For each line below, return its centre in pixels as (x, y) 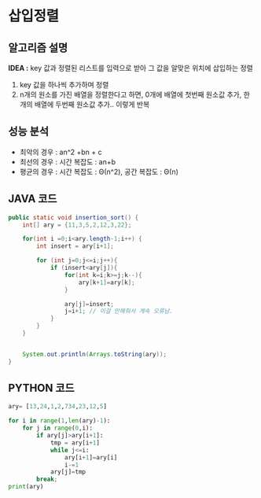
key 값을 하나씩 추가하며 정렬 (64, 85)
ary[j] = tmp (68, 472)
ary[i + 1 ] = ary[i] (91, 457)
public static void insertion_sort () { (74, 217)
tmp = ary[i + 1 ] (75, 443)
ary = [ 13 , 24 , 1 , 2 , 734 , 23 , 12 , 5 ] (58, 407)
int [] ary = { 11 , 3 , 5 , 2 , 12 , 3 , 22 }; (77, 225)
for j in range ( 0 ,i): (57, 428)
